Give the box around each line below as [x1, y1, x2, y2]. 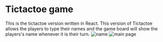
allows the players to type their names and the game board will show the [5, 25, 158, 31]
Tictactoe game [5, 4, 74, 15]
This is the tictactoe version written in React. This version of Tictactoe [5, 20, 153, 26]
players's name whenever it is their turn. [5, 31, 90, 37]
